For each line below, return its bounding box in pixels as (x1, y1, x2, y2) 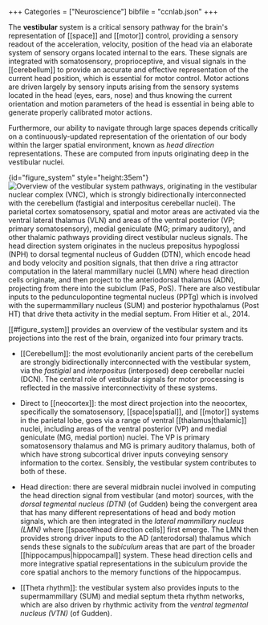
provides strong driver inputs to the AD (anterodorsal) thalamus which (19, 534, 251, 542)
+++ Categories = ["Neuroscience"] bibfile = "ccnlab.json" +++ (8, 7, 218, 16)
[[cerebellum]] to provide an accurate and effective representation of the (8, 65, 249, 75)
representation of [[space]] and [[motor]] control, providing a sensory (8, 31, 239, 40)
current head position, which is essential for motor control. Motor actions (8, 74, 250, 83)
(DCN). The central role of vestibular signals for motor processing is (19, 375, 245, 384)
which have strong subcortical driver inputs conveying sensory (19, 449, 229, 459)
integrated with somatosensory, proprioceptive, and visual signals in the (8, 56, 246, 66)
